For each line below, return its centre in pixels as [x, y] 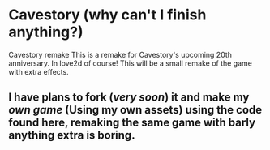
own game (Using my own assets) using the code [135, 110]
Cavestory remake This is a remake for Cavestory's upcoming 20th [120, 54]
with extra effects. [39, 71]
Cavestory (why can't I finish [107, 15]
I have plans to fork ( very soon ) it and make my [129, 98]
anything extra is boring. [72, 135]
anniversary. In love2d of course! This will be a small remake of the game [131, 63]
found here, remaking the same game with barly [132, 123]
